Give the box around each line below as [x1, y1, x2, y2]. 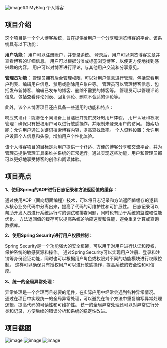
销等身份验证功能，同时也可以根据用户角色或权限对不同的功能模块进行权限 [5, 255, 158, 261]
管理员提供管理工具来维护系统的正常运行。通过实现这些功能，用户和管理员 [5, 150, 158, 156]
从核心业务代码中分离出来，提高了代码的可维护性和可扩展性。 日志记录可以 [5, 203, 159, 209]
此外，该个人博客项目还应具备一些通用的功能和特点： [5, 104, 114, 110]
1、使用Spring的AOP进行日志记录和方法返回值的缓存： [5, 186, 118, 192]
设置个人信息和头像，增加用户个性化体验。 [9, 133, 97, 139]
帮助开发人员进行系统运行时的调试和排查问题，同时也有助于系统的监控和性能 [5, 209, 162, 216]
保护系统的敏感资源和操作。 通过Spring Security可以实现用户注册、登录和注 [5, 249, 161, 255]
